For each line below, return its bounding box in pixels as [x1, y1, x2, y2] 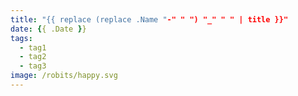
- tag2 [19, 52, 47, 62]
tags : [10, 33, 33, 43]
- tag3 [19, 61, 47, 71]
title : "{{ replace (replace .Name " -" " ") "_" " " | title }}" [10, 14, 289, 25]
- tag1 [19, 42, 47, 53]
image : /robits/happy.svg [10, 71, 118, 81]
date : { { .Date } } [10, 24, 87, 34]
